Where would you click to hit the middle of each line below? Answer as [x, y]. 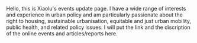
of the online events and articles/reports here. [62, 34]
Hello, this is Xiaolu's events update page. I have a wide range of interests [96, 9]
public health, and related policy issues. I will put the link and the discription [98, 27]
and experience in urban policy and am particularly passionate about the [95, 15]
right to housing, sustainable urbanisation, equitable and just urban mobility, [98, 21]
